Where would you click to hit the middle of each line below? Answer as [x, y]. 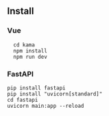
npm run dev [31, 57]
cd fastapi [23, 100]
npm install [31, 50]
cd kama [24, 45]
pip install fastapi [37, 88]
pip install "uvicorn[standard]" [55, 94]
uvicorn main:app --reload [46, 106]
